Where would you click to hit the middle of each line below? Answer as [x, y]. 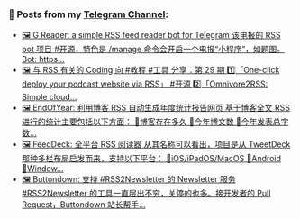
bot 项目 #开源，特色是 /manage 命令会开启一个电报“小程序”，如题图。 [153, 50]
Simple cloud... [49, 97]
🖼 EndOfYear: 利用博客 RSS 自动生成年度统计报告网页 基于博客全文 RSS [155, 108]
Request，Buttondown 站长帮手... [83, 205]
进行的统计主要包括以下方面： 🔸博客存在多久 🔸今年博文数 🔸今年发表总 [151, 122]
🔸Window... [42, 169]
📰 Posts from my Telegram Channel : [88, 14]
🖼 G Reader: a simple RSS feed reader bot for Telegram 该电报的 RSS [151, 35]
